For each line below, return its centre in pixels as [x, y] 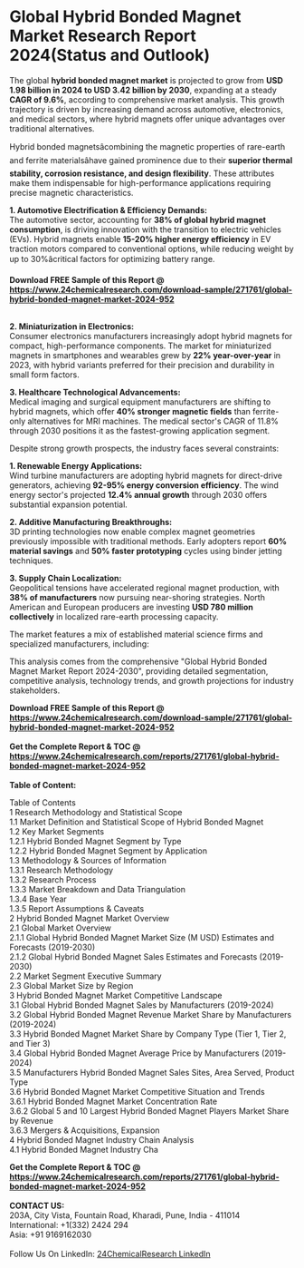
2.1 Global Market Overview [60, 928]
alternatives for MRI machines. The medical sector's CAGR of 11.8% [152, 421]
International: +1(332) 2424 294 [69, 1224]
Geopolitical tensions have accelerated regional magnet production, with [145, 588]
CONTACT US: [37, 1205]
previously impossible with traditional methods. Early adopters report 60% [148, 541]
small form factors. [44, 375]
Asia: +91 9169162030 [51, 1234]
